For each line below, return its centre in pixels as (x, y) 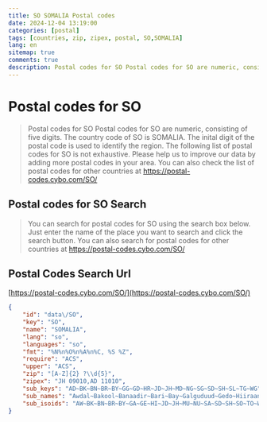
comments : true (33, 60)
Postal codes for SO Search (77, 205)
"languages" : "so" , (55, 344)
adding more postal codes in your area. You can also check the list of (141, 162)
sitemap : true (32, 52)
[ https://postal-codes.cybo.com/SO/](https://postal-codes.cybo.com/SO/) (130, 293)
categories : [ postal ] (44, 30)
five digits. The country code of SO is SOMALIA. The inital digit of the (141, 137)
